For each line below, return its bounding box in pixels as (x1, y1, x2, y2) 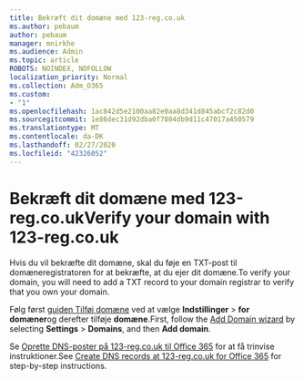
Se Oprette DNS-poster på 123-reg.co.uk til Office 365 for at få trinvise (9, 341, 275, 352)
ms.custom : (9, 89, 51, 98)
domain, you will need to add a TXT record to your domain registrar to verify (9, 276, 295, 287)
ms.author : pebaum (9, 22, 79, 31)
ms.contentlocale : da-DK (9, 132, 104, 141)
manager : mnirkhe (9, 38, 76, 48)
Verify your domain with (84, 207, 270, 228)
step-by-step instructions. (9, 360, 107, 371)
